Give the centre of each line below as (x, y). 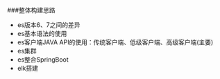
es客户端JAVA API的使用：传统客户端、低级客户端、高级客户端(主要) (115, 42)
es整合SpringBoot (43, 60)
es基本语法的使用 (42, 34)
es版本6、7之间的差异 (49, 25)
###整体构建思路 (31, 10)
